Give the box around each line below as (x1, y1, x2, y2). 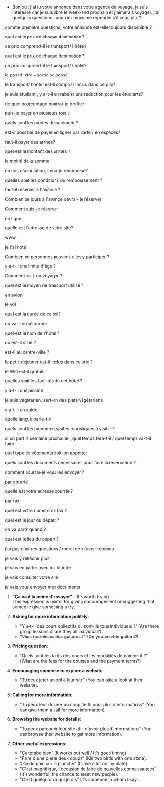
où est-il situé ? (5, 340, 36, 345)
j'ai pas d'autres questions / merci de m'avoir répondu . (5, 546, 117, 552)
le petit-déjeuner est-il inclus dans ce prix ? (5, 359, 93, 365)
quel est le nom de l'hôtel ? (5, 330, 60, 336)
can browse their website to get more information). (19, 731, 123, 737)
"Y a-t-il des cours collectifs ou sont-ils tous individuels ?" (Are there (19, 623, 159, 629)
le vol (5, 301, 16, 307)
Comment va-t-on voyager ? (5, 273, 63, 278)
